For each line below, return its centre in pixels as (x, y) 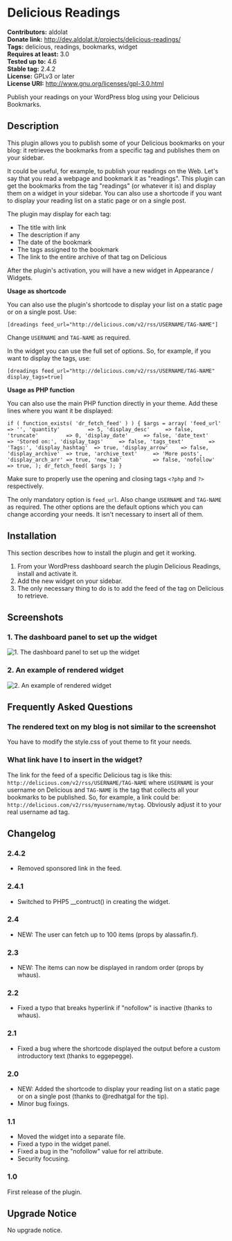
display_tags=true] (35, 377)
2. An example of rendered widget (65, 670)
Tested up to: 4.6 (32, 61)
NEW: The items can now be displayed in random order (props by (110, 968)
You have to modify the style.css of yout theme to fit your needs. (100, 742)
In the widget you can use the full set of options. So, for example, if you (109, 351)
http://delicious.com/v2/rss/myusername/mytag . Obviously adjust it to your (114, 804)
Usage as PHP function (41, 390)
